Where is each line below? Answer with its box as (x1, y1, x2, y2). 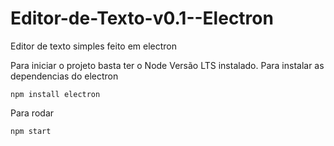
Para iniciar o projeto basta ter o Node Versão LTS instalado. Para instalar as (10, 59, 325, 71)
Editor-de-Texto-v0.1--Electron (10, 7, 274, 30)
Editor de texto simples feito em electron (10, 40, 178, 52)
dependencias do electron (10, 70, 119, 82)
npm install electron (10, 89, 101, 99)
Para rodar (10, 107, 55, 119)
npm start (10, 126, 52, 136)
